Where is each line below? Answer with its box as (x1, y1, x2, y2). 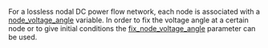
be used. (8, 32, 38, 42)
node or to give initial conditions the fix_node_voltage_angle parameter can (8, 24, 256, 33)
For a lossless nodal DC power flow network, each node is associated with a (8, 7, 261, 16)
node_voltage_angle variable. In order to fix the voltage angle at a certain (8, 15, 249, 25)
